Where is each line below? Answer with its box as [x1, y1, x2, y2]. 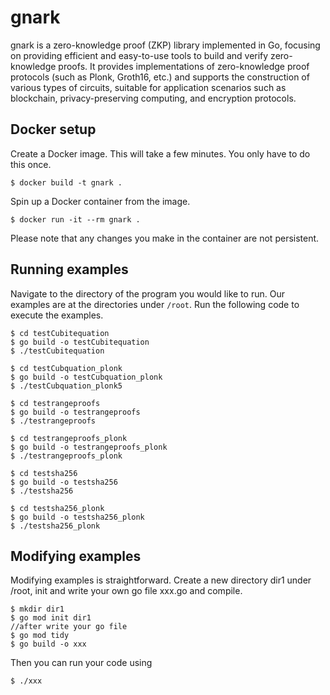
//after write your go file [10, 622, 128, 632]
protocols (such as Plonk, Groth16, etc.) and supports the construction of [10, 71, 310, 83]
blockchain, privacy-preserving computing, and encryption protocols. [10, 92, 297, 104]
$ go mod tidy [10, 631, 70, 641]
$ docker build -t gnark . [10, 177, 123, 188]
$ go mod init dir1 [10, 613, 92, 623]
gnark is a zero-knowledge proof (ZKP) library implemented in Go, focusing [10, 39, 321, 51]
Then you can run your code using [10, 657, 153, 669]
